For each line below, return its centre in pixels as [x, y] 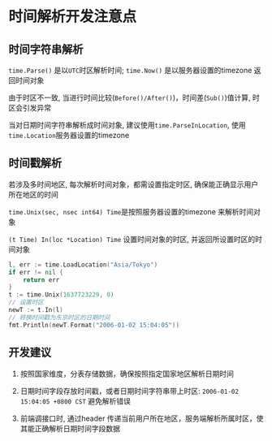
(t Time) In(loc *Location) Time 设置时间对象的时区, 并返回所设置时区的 [132, 239]
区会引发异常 [30, 108]
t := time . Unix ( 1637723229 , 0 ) [61, 295]
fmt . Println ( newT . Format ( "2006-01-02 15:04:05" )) [94, 325]
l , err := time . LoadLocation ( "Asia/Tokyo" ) [83, 265]
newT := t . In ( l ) [36, 310]
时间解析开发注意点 [73, 17]
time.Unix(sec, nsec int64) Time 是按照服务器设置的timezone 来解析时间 [131, 211]
